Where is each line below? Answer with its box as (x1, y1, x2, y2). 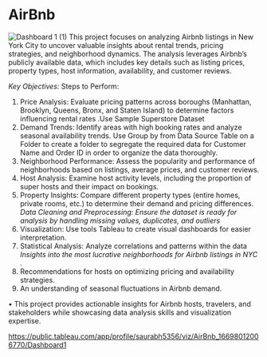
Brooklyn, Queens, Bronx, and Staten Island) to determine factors (19, 105, 234, 115)
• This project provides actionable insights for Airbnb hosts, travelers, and (8, 299, 251, 308)
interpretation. (19, 232, 67, 242)
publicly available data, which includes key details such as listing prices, (8, 58, 245, 67)
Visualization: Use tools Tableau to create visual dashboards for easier (19, 224, 251, 233)
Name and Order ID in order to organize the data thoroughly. (19, 148, 218, 157)
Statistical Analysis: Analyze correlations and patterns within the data (19, 241, 247, 251)
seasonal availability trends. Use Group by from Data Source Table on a (19, 130, 255, 141)
